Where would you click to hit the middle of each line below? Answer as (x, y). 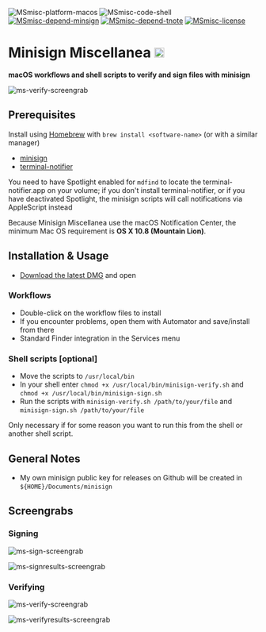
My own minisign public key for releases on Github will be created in (131, 477)
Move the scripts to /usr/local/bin (77, 376)
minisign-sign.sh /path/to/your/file (82, 410)
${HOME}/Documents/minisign (66, 487)
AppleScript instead (40, 207)
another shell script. (41, 434)
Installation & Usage (59, 256)
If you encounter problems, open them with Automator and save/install (135, 321)
